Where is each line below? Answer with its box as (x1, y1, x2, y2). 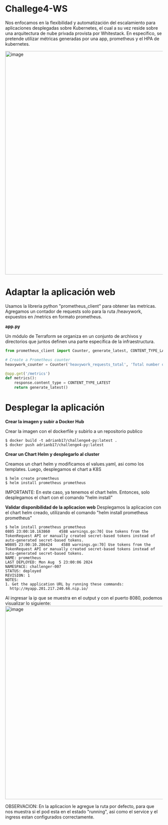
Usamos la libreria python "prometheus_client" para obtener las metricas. (5, 303, 156, 309)
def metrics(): (5, 376, 37, 381)
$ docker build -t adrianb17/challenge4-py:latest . (5, 438, 117, 443)
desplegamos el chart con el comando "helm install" (5, 494, 113, 500)
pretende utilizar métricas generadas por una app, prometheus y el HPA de (5, 36, 159, 42)
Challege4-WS (5, 3, 68, 15)
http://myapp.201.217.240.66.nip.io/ (9, 586, 88, 591)
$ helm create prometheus (5, 476, 59, 481)
